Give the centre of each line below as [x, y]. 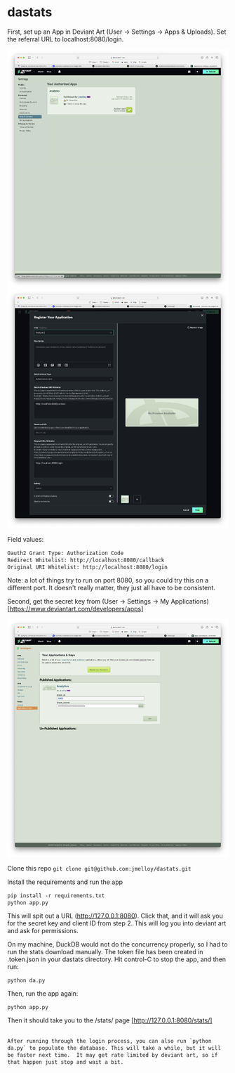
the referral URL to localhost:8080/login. [66, 39]
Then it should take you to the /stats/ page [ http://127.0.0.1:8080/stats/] [110, 1020]
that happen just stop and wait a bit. [66, 1062]
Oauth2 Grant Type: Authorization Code [66, 553]
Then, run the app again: [43, 994]
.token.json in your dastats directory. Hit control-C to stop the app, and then [117, 959]
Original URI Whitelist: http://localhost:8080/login [88, 567]
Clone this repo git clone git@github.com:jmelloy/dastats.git [99, 869]
